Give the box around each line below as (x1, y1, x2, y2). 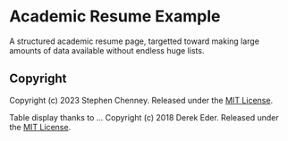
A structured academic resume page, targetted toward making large (9, 36, 259, 46)
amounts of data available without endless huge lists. (9, 45, 205, 55)
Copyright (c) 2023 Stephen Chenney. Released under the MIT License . (9, 95, 274, 105)
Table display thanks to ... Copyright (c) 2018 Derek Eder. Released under (9, 112, 279, 122)
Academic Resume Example (9, 6, 221, 27)
